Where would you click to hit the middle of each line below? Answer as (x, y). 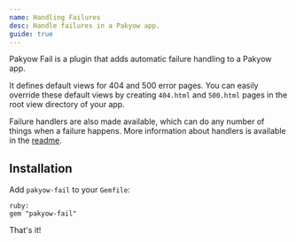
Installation (41, 168)
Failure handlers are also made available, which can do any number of (137, 121)
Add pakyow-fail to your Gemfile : (70, 190)
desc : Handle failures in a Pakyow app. (85, 26)
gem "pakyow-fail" (43, 214)
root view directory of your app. (67, 105)
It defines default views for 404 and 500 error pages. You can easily (134, 86)
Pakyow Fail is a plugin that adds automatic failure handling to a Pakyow (140, 59)
